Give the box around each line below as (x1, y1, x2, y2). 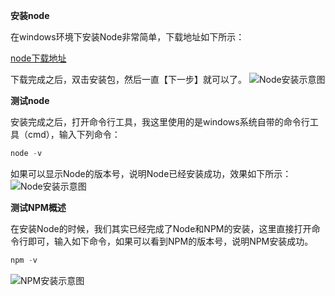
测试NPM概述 (10, 201, 67, 213)
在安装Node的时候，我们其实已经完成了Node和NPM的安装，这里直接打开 (10, 222, 312, 234)
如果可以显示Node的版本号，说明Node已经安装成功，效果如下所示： (10, 167, 292, 179)
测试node (10, 95, 50, 106)
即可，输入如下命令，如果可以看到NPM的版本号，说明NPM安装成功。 (27, 235, 314, 247)
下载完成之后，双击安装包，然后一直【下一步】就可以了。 (10, 74, 247, 85)
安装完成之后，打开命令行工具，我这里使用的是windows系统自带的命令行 (10, 116, 310, 128)
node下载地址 (10, 52, 67, 64)
